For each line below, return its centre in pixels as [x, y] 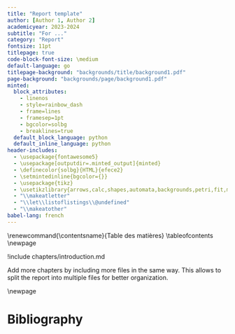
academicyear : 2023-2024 [43, 27]
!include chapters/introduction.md [56, 256]
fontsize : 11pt [29, 46]
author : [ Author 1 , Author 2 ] [51, 20]
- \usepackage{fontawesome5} [56, 157]
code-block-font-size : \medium [53, 60]
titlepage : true [31, 53]
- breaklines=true [47, 131]
